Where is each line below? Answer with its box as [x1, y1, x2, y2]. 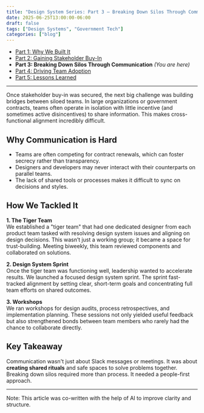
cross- [171, 110, 188, 118]
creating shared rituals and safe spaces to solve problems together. [6, 364, 178, 371]
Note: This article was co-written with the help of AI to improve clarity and [6, 394, 191, 401]
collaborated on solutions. [6, 249, 72, 256]
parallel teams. [15, 170, 53, 177]
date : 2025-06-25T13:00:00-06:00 [6, 15, 91, 21]
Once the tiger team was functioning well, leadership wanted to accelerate [6, 267, 192, 274]
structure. [6, 401, 31, 408]
